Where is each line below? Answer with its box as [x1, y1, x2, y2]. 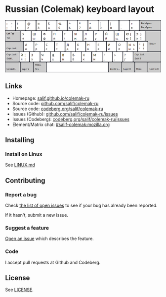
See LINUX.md [5, 162, 36, 168]
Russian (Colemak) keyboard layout [5, 3, 155, 15]
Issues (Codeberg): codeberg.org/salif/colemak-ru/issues [12, 116, 130, 122]
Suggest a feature [5, 224, 49, 231]
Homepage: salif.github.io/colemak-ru [12, 95, 90, 101]
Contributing [5, 176, 45, 184]
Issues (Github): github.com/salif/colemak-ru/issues [12, 111, 118, 117]
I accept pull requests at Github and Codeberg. [5, 259, 100, 265]
